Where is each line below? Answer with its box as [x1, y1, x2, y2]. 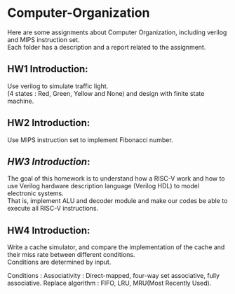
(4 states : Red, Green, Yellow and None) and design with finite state [7, 89, 205, 97]
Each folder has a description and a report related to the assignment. [7, 43, 206, 51]
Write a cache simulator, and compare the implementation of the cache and [7, 243, 225, 251]
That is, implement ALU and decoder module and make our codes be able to [7, 197, 228, 205]
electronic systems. [7, 189, 65, 197]
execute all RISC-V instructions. [7, 204, 99, 213]
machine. [7, 97, 34, 105]
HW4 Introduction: [7, 224, 90, 236]
